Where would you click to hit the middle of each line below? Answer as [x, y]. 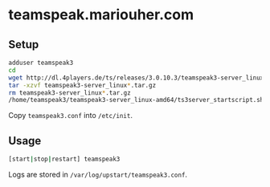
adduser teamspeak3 [41, 63]
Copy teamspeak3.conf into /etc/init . [70, 116]
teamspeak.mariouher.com [101, 15]
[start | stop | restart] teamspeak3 [64, 159]
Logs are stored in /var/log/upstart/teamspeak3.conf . [98, 174]
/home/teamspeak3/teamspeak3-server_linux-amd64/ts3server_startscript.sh [136, 100]
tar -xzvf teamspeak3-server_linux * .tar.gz [82, 85]
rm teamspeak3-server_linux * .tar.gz [70, 93]
